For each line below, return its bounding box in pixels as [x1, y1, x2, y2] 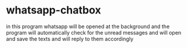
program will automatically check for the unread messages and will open [6, 29, 182, 36]
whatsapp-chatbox [6, 4, 101, 17]
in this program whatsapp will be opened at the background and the [6, 23, 170, 30]
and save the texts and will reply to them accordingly [6, 35, 134, 42]
